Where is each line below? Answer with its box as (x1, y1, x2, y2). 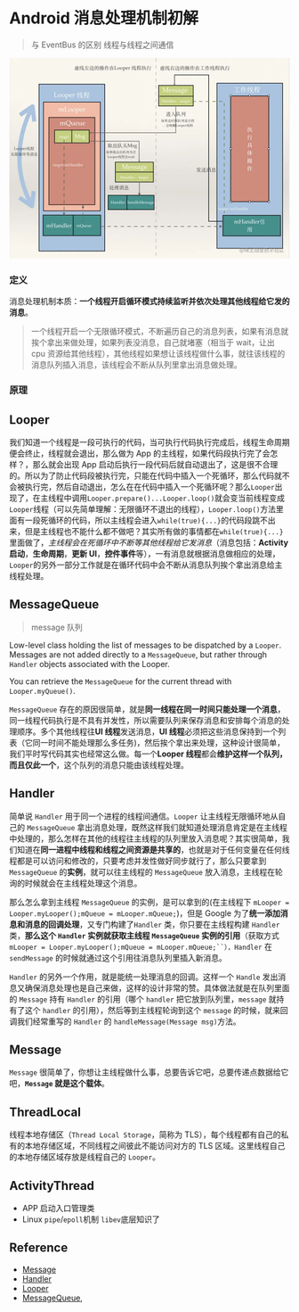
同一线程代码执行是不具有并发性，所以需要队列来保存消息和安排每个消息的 (9, 714, 282, 725)
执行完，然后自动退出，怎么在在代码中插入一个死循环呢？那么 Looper (24, 481, 275, 491)
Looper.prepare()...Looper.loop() (87, 494, 215, 503)
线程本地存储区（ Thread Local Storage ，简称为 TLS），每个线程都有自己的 (9, 1129, 282, 1140)
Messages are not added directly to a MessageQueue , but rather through (9, 648, 268, 660)
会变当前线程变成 (222, 492, 286, 503)
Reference (9, 1241, 69, 1256)
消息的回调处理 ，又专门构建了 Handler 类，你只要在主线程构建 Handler (24, 919, 280, 929)
